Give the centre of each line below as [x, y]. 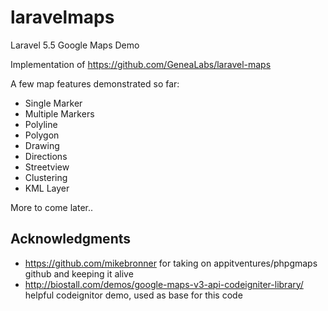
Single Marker [53, 103]
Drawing [42, 145]
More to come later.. [52, 207]
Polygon [42, 135]
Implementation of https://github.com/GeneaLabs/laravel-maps [141, 64]
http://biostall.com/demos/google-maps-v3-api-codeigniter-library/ [164, 284]
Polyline [41, 124]
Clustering [46, 177]
